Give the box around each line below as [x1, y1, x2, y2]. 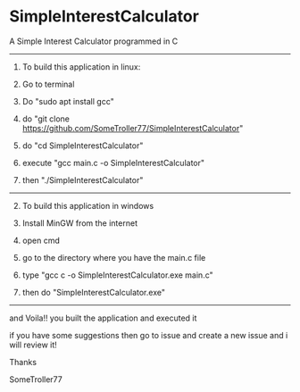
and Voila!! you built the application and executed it [9, 313, 197, 323]
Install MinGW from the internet [21, 217, 138, 229]
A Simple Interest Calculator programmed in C [9, 36, 179, 46]
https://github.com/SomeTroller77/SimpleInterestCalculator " [21, 122, 244, 133]
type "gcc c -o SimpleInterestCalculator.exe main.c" [21, 270, 213, 280]
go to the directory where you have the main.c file [21, 252, 206, 263]
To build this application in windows [21, 200, 154, 211]
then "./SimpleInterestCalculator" [21, 174, 144, 185]
